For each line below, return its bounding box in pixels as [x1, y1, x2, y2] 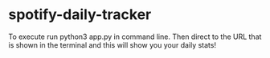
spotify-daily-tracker [8, 6, 152, 24]
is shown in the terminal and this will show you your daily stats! [8, 40, 217, 49]
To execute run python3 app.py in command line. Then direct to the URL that [8, 32, 262, 41]
